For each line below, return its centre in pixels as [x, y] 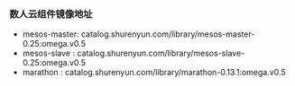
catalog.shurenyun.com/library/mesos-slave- [161, 53]
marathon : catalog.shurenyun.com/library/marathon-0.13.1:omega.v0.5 [154, 73]
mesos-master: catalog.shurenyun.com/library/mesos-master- [138, 34]
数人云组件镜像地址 [51, 13]
